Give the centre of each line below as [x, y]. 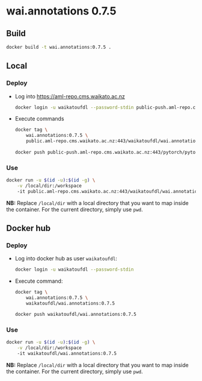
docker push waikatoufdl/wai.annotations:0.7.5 [75, 314]
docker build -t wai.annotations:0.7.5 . [59, 47]
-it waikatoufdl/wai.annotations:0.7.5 [67, 353]
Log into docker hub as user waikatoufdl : [66, 259]
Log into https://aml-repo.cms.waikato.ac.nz [70, 96]
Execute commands [39, 119]
